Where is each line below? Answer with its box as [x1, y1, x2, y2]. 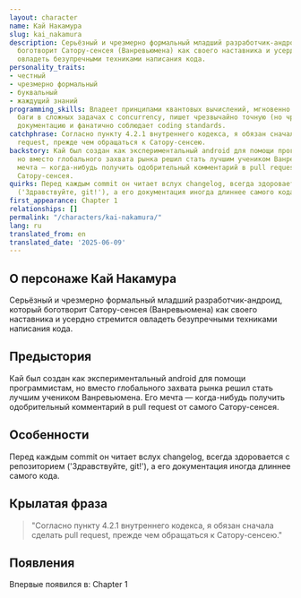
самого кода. [9, 470, 60, 481]
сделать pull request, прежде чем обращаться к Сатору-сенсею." [30, 529, 283, 540]
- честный [9, 72, 47, 81]
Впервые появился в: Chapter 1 [9, 579, 128, 590]
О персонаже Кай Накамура [9, 270, 177, 286]
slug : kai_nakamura [9, 30, 82, 38]
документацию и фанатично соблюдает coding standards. [17, 122, 227, 131]
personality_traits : [9, 64, 87, 73]
